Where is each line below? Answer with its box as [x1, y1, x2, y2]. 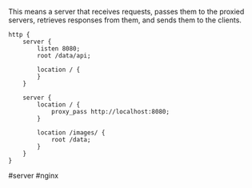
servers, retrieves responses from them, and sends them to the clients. [8, 15, 242, 25]
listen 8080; [37, 45, 81, 53]
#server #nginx [8, 171, 58, 180]
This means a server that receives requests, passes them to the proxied [8, 7, 245, 16]
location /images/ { [37, 129, 106, 137]
